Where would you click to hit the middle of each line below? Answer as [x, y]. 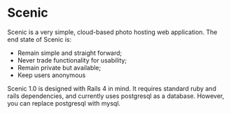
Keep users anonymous [51, 75]
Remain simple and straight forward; [70, 53]
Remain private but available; [59, 67]
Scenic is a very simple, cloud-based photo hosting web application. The [112, 32]
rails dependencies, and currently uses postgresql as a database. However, [116, 96]
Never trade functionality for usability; [72, 60]
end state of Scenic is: [40, 39]
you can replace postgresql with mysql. [64, 103]
